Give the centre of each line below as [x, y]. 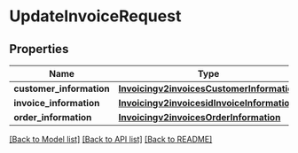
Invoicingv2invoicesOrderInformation [200, 117]
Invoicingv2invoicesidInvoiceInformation [207, 103]
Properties [39, 49]
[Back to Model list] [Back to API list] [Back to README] [111, 139]
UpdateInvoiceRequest [95, 16]
